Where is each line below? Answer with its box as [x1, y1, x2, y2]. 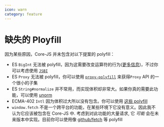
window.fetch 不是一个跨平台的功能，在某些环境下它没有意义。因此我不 [11, 105, 156, 110]
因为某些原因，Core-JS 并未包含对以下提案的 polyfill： [4, 51, 115, 57]
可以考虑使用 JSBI [11, 68, 48, 74]
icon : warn [4, 7, 27, 12]
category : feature [4, 12, 42, 17]
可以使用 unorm [20, 92, 53, 98]
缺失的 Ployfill [4, 34, 62, 45]
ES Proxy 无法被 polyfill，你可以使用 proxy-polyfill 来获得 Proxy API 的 [11, 74, 155, 80]
